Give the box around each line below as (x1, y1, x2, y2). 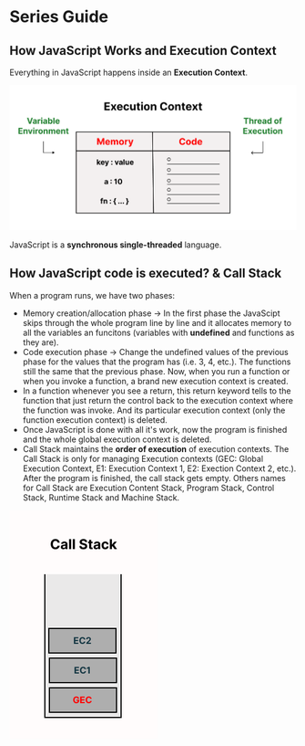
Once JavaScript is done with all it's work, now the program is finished (22, 424, 288, 435)
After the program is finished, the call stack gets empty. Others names (22, 472, 287, 483)
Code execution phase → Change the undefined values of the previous (22, 346, 289, 357)
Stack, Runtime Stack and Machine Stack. (22, 491, 180, 503)
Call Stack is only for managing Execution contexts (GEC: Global (22, 453, 264, 464)
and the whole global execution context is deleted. (22, 434, 212, 445)
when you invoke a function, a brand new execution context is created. (22, 375, 289, 386)
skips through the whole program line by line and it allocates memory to (22, 317, 292, 328)
